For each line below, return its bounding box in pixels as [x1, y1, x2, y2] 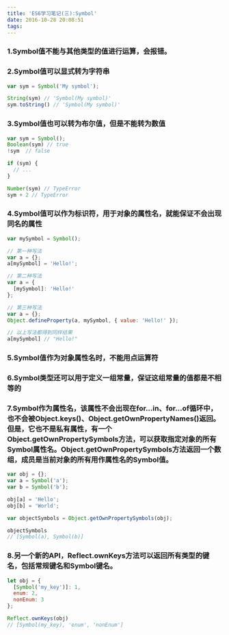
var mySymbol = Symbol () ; [7, 235, 81, 242]
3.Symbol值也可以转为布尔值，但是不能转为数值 [7, 119, 166, 129]
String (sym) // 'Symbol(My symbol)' [7, 95, 111, 102]
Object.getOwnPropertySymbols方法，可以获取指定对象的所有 [7, 434, 217, 444]
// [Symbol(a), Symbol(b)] [7, 534, 84, 540]
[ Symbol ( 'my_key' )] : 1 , [13, 584, 81, 590]
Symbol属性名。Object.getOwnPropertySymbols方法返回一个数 [7, 445, 221, 454]
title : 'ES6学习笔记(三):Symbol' [7, 10, 97, 17]
